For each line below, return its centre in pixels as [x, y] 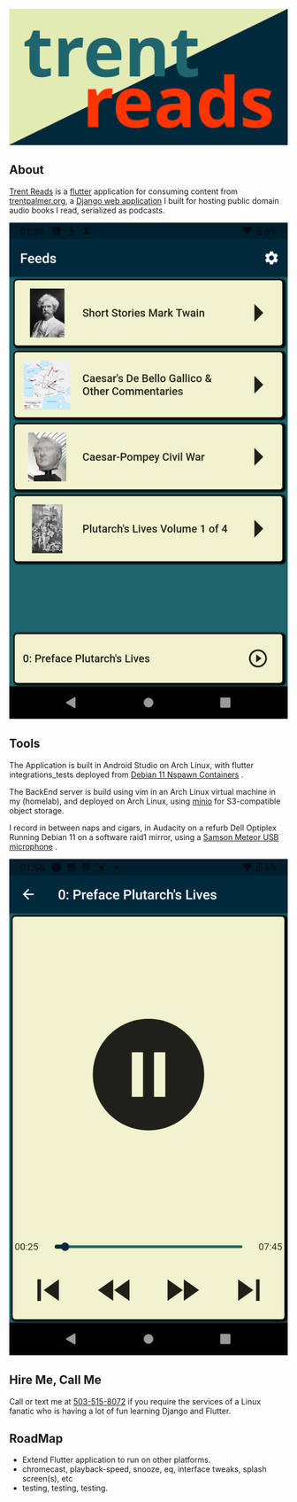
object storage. [37, 810]
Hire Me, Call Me [55, 1380]
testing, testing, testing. [65, 1488]
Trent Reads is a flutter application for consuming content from [124, 191]
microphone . [33, 846]
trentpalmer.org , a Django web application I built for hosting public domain [145, 200]
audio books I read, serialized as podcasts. [87, 210]
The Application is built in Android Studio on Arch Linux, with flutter [132, 765]
